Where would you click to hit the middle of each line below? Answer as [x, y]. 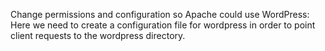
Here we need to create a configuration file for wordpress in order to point [163, 25]
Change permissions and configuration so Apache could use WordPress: [160, 14]
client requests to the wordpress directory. [98, 35]
